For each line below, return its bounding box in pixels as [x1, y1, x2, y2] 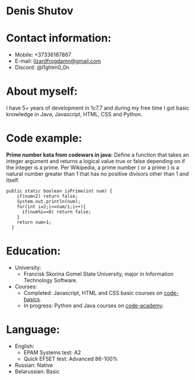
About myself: [6, 85, 78, 98]
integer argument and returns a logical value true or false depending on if [6, 158, 186, 164]
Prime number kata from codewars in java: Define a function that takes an [6, 151, 190, 158]
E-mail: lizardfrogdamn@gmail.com [14, 58, 101, 65]
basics [23, 295, 40, 303]
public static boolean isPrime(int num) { [6, 188, 113, 194]
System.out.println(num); [17, 198, 81, 204]
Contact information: [6, 32, 111, 45]
